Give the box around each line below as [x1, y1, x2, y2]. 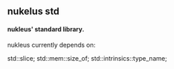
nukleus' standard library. [7, 24, 85, 33]
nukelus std [7, 6, 60, 17]
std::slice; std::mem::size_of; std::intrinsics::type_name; [7, 54, 167, 62]
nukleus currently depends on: [7, 40, 96, 49]
